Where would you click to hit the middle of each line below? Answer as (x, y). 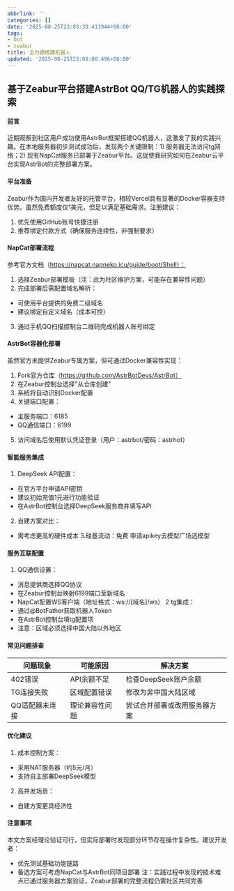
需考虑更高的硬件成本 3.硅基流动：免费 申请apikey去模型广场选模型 (114, 536)
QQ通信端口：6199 (44, 425)
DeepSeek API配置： (47, 474)
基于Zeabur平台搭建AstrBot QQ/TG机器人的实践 (111, 89)
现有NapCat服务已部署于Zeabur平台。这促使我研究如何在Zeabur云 (122, 155)
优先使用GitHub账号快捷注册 (58, 222)
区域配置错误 (91, 692)
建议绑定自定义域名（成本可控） (63, 312)
